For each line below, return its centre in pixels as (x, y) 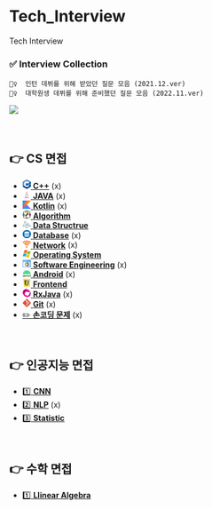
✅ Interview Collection (59, 64)
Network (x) (55, 245)
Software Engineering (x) (80, 265)
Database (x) (57, 235)
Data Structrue (60, 225)
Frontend (50, 284)
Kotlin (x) (50, 205)
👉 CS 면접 (38, 159)
